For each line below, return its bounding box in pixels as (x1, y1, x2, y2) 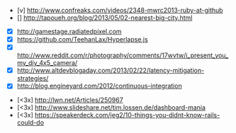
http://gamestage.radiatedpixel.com (16, 28, 122, 35)
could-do (16, 118, 44, 127)
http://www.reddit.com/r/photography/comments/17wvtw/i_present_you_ (16, 51, 229, 59)
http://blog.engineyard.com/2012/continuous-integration (16, 81, 182, 91)
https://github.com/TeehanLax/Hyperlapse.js (16, 35, 148, 44)
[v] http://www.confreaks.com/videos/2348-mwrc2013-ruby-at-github (16, 6, 224, 14)
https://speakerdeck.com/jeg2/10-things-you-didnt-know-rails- (34, 111, 220, 120)
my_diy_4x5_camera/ (16, 59, 78, 67)
